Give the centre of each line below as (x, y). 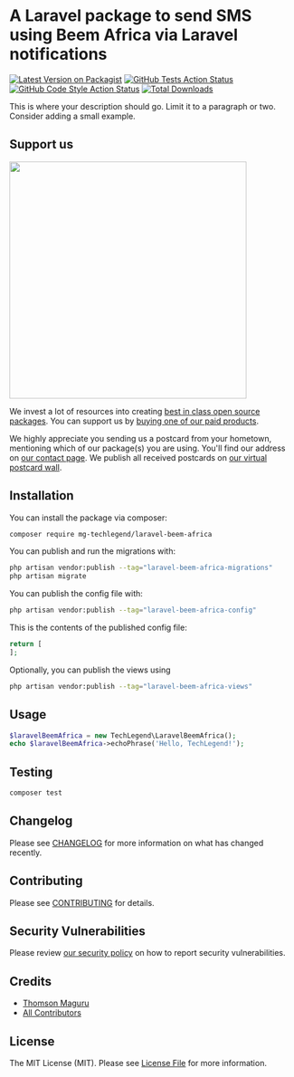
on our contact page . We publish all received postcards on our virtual (138, 457)
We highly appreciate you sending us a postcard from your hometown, (141, 438)
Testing (31, 772)
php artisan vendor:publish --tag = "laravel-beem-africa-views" (131, 686)
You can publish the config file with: (76, 594)
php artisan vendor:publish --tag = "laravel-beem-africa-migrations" (141, 568)
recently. (26, 853)
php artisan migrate (48, 577)
